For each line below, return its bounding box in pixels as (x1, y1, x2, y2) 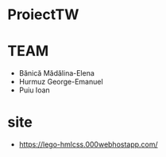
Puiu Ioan (18, 85, 51, 95)
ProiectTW (7, 6, 79, 24)
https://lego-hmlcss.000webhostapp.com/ (18, 139, 158, 149)
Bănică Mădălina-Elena (18, 69, 95, 78)
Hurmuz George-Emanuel (18, 77, 104, 87)
